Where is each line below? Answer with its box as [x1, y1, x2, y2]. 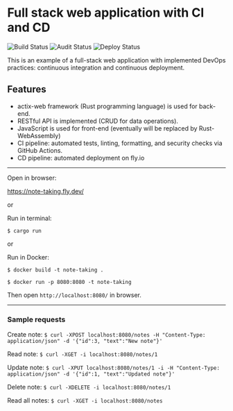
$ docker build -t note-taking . [7, 266, 104, 274]
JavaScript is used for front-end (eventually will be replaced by [17, 124, 198, 133]
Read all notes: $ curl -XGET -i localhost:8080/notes [7, 396, 163, 405]
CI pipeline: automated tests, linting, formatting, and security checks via [17, 139, 223, 147]
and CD [7, 19, 51, 35]
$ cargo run [7, 227, 42, 234]
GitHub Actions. [17, 146, 63, 154]
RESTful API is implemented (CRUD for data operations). [17, 117, 179, 125]
